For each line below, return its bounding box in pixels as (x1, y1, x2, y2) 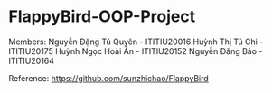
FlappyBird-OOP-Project (8, 6, 196, 27)
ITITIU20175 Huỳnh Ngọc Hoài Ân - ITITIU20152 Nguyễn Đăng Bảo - (8, 45, 263, 56)
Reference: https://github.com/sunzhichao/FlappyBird (8, 72, 209, 83)
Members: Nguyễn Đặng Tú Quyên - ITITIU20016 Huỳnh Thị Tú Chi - (8, 36, 264, 47)
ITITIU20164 (8, 55, 55, 66)
